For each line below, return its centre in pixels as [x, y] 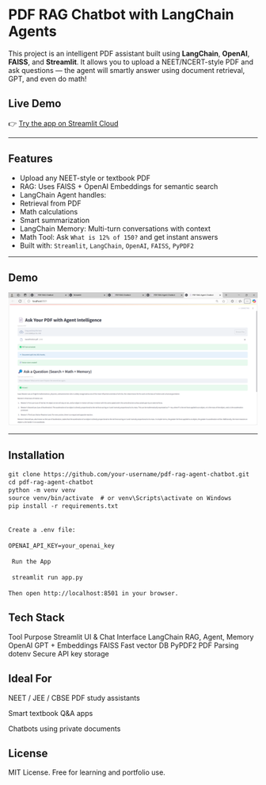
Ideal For [30, 679]
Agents [32, 31]
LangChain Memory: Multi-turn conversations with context [115, 229]
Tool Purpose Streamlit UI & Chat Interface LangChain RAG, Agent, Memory [131, 637]
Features [30, 159]
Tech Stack [36, 618]
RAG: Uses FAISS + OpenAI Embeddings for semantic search [119, 186]
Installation [36, 455]
